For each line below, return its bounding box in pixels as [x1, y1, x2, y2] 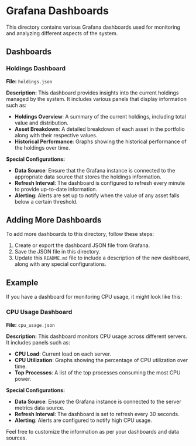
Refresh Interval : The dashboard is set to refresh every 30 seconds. [14, 410, 180, 417]
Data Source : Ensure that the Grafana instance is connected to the [14, 167, 176, 174]
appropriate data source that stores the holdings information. [14, 173, 162, 180]
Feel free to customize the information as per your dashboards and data [6, 428, 180, 435]
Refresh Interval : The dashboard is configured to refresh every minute [14, 179, 185, 186]
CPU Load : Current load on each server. [14, 350, 111, 357]
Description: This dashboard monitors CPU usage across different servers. [6, 333, 187, 340]
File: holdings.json [6, 77, 53, 85]
